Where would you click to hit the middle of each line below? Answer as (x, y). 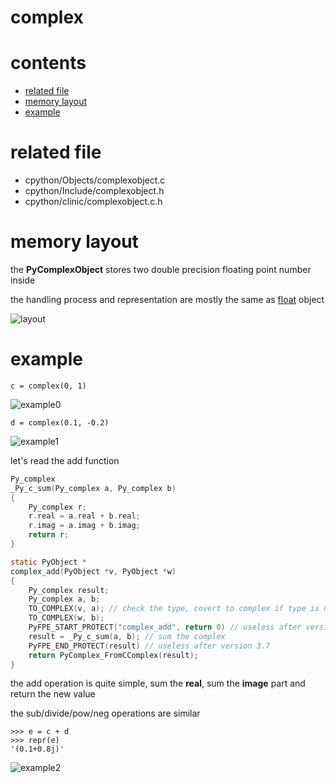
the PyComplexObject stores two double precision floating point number (161, 269)
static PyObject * (48, 562)
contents (48, 63)
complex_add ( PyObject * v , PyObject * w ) (93, 571)
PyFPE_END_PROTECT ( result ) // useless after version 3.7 (149, 646)
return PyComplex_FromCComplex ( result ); (113, 655)
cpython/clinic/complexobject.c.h (93, 202)
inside (23, 280)
